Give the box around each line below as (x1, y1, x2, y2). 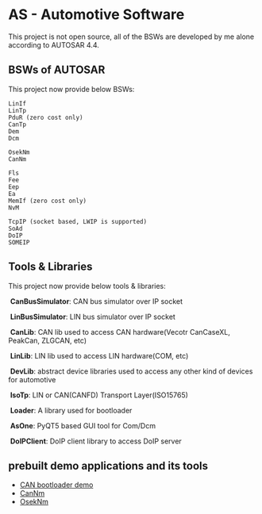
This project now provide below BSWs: (8, 84, 135, 94)
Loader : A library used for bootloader (10, 405, 133, 415)
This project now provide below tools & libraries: (8, 281, 167, 290)
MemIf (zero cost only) (8, 197, 87, 205)
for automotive (8, 374, 56, 384)
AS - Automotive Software (8, 6, 185, 24)
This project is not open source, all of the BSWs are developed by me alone (8, 32, 255, 41)
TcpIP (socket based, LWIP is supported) (8, 217, 148, 225)
